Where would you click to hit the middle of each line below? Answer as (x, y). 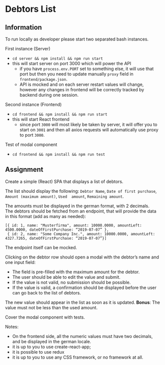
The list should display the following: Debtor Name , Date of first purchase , (81, 191)
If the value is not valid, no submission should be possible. (71, 282)
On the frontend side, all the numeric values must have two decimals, (82, 336)
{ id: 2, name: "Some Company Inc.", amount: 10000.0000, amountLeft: (81, 234)
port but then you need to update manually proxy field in (77, 74)
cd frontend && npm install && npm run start (60, 114)
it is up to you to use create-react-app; (51, 347)
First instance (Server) (28, 49)
